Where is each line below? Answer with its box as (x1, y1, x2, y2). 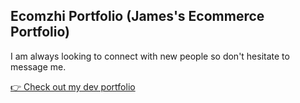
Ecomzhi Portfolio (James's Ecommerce (10, 8, 265, 25)
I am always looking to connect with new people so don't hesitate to (10, 50, 290, 62)
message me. (10, 60, 67, 73)
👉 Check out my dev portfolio (10, 80, 136, 93)
